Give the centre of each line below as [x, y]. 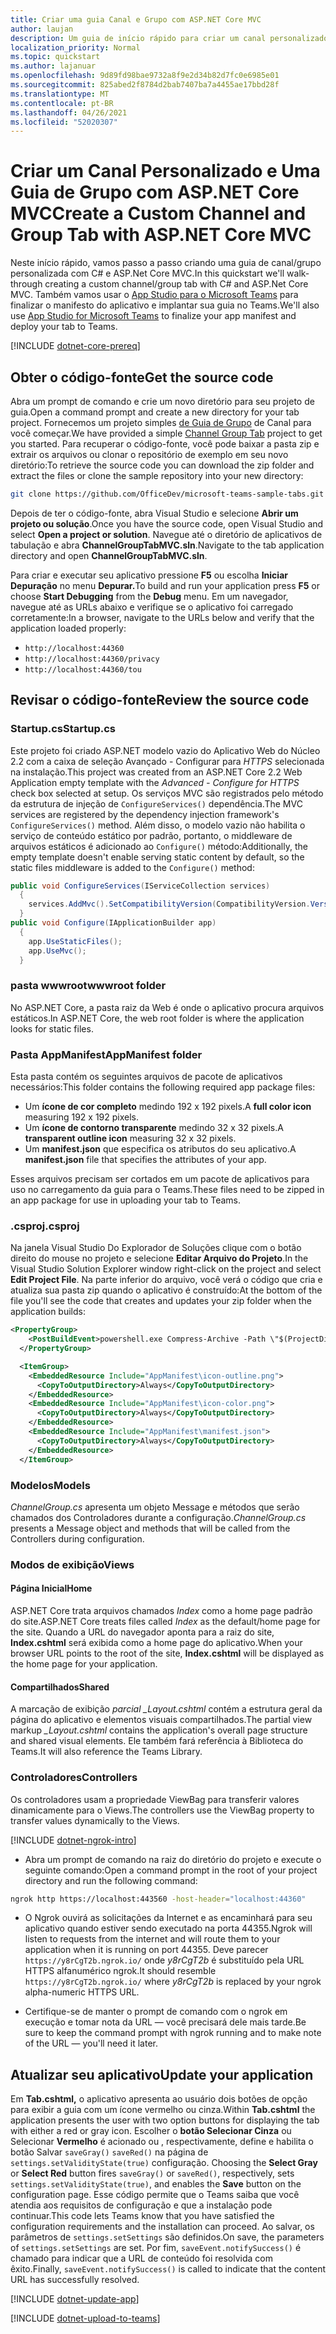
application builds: [48, 1312]
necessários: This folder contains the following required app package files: [163, 1087]
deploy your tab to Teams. [64, 327]
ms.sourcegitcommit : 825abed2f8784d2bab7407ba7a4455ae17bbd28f [145, 85]
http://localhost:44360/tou [83, 669]
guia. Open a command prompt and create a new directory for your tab [155, 412]
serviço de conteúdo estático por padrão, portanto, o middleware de [151, 835]
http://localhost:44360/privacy [92, 659]
